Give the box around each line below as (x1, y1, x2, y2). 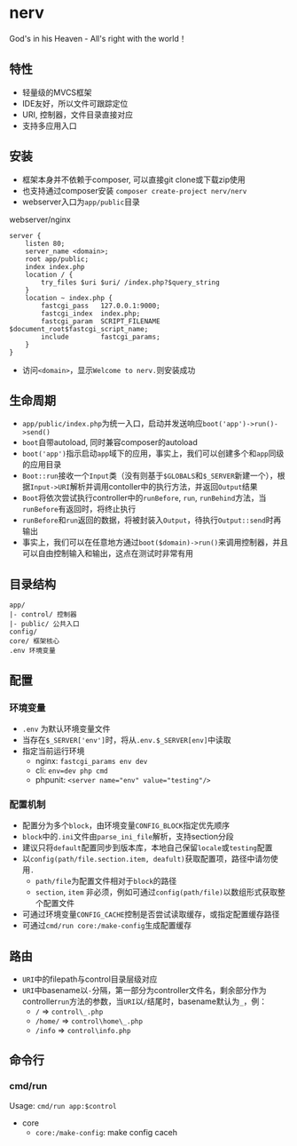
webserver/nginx (9, 214, 71, 225)
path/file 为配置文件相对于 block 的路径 (35, 876, 177, 887)
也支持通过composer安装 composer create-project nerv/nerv (21, 185, 247, 195)
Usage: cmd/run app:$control (9, 1100, 117, 1110)
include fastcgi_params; (41, 332, 161, 341)
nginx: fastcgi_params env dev (35, 755, 148, 766)
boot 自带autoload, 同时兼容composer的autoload (21, 437, 198, 448)
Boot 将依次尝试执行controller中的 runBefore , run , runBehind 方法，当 (21, 492, 267, 504)
